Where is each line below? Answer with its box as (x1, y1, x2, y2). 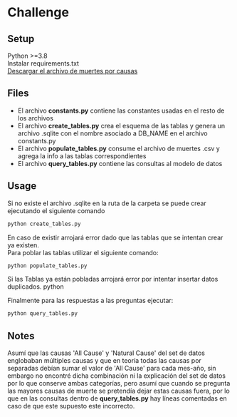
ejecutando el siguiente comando (7, 206, 105, 215)
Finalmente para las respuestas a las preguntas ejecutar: (7, 297, 174, 305)
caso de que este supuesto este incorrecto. (7, 402, 135, 411)
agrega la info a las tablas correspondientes (17, 151, 147, 160)
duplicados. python (7, 282, 64, 291)
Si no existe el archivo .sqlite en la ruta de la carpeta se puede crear (7, 199, 206, 207)
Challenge (7, 4, 70, 21)
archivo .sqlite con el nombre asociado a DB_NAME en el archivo (17, 129, 208, 138)
